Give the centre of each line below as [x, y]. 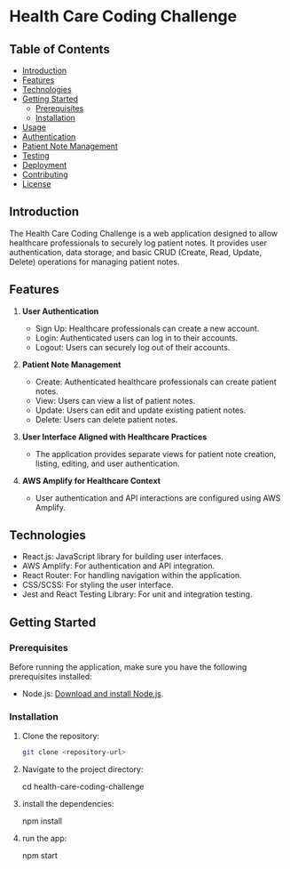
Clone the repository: [61, 736]
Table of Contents [60, 49]
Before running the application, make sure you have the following [128, 667]
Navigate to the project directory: [82, 769]
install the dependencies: [68, 804]
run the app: [44, 839]
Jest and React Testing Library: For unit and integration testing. [137, 594]
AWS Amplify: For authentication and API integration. [118, 566]
